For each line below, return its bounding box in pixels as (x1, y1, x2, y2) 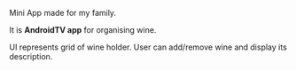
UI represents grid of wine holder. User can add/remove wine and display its (9, 42, 288, 52)
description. (9, 51, 53, 61)
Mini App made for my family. (9, 8, 117, 18)
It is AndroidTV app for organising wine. (9, 25, 157, 35)
